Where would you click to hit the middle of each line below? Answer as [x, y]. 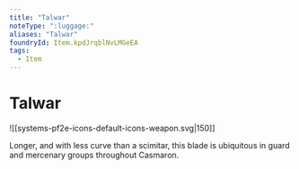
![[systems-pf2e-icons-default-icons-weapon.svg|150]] [112, 128]
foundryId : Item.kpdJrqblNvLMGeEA [74, 42]
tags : [19, 51]
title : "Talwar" [40, 17]
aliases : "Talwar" [44, 34]
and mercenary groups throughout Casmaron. [94, 155]
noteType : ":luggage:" [52, 26]
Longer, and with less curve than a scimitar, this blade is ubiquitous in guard [149, 145]
